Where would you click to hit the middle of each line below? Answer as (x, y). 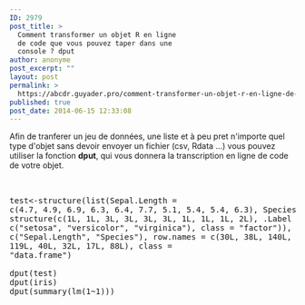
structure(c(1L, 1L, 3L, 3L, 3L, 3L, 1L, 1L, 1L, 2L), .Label (151, 219)
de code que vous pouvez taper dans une (95, 43)
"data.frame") (41, 256)
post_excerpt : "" (42, 69)
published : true (40, 102)
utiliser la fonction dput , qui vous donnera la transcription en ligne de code (149, 156)
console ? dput (46, 52)
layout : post (34, 77)
